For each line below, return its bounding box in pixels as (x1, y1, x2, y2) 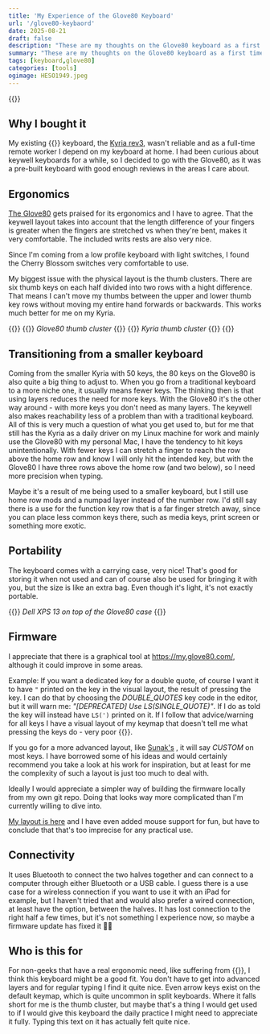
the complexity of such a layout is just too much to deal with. (8, 768, 209, 777)
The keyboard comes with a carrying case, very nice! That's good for (8, 565, 238, 575)
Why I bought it (8, 117, 87, 131)
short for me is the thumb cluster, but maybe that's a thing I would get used (8, 999, 258, 1010)
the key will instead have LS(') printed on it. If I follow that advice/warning (8, 710, 255, 719)
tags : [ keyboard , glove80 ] (8, 57, 95, 65)
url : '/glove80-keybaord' (8, 19, 95, 27)
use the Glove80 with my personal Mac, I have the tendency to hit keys (8, 437, 243, 447)
